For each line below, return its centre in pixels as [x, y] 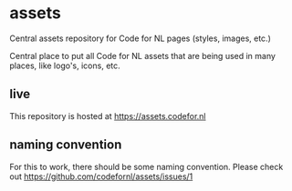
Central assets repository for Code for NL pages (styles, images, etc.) [141, 38]
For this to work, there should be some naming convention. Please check [146, 166]
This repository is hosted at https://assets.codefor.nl [108, 116]
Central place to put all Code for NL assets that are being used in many [143, 55]
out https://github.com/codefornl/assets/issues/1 [101, 176]
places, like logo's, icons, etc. [65, 65]
